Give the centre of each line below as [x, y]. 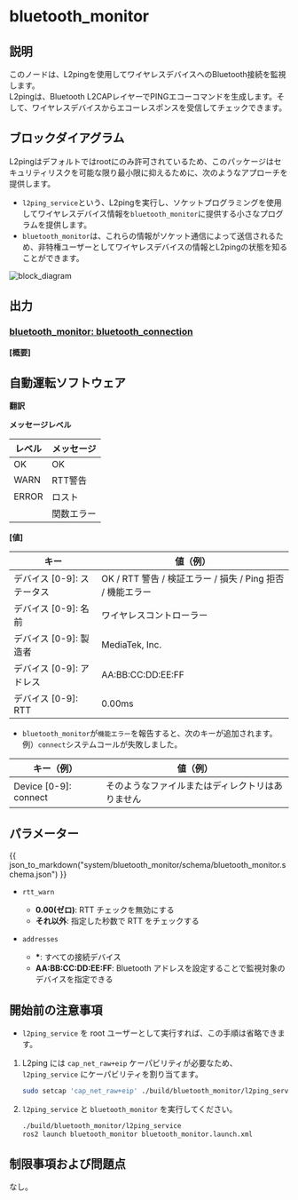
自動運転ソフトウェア [67, 382]
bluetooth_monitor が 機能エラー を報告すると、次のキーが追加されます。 [149, 734]
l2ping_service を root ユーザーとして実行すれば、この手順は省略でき [149, 1033]
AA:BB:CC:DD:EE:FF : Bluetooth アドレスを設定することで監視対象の [160, 968]
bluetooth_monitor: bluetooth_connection [101, 332]
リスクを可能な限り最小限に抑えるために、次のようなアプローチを [168, 172]
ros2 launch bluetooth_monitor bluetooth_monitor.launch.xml [137, 1134]
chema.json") [34, 874]
